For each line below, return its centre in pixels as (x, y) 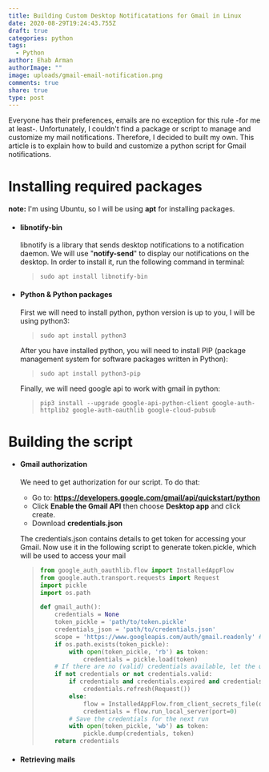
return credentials (87, 742)
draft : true (28, 30)
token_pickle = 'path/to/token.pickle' (121, 622)
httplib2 (54, 410)
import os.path (65, 593)
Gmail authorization (54, 464)
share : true (28, 90)
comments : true (34, 82)
